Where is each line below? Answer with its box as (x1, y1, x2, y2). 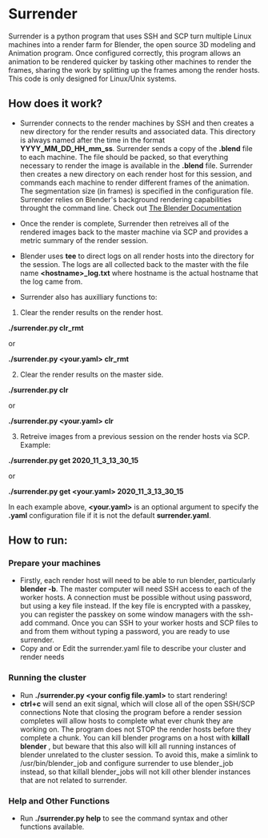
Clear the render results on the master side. (19, 369, 164, 379)
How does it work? (8, 97, 103, 110)
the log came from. (19, 277, 83, 286)
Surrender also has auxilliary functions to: (19, 292, 158, 301)
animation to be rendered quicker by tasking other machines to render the (8, 57, 252, 66)
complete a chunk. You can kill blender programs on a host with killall (19, 732, 250, 742)
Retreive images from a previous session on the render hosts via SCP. (19, 431, 250, 441)
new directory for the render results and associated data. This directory (19, 126, 256, 136)
